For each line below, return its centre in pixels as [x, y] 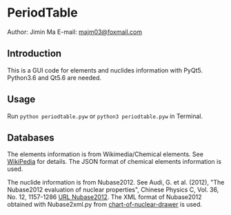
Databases [31, 137]
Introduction [34, 54]
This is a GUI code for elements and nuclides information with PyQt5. [105, 70]
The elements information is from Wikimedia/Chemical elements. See [105, 154]
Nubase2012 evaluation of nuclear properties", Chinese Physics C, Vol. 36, [113, 190]
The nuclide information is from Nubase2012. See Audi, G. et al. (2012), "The [116, 183]
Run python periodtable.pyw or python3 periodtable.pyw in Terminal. [105, 116]
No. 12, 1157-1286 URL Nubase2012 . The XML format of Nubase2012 [104, 197]
